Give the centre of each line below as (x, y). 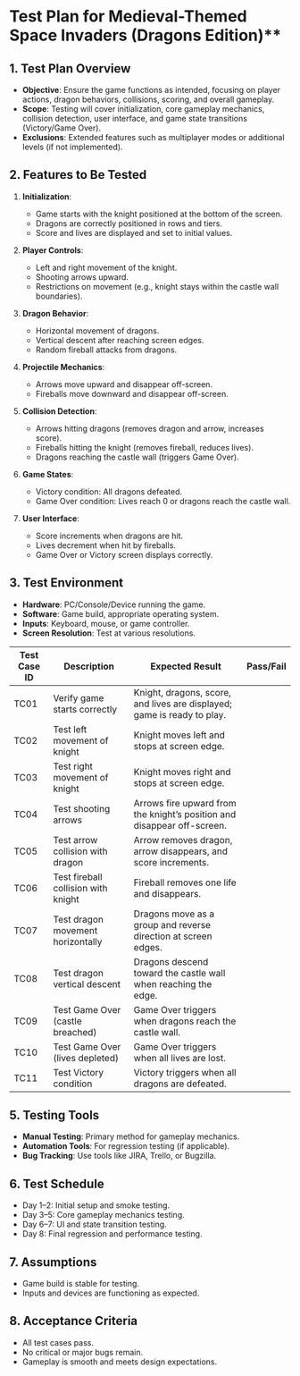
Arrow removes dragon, (183, 840)
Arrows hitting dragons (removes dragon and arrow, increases (150, 428)
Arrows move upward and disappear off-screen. (124, 384)
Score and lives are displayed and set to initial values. (134, 232)
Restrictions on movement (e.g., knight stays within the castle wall (157, 286)
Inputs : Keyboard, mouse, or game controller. (106, 623)
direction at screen (173, 936)
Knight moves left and (179, 735)
